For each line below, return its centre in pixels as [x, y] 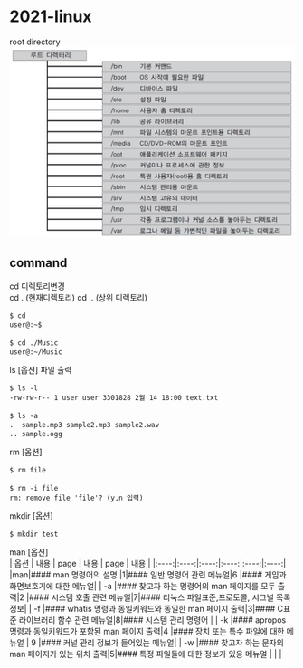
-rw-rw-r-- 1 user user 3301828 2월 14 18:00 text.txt [114, 397]
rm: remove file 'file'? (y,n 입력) [76, 498]
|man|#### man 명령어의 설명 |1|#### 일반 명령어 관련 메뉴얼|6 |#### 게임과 [148, 574]
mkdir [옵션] [31, 515]
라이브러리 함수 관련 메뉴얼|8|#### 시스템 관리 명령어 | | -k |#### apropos [152, 620]
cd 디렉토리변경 [37, 286]
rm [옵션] [26, 452]
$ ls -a [24, 415]
